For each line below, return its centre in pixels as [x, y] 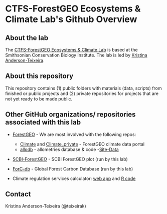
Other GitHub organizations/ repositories [70, 115]
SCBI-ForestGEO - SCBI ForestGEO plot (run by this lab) [70, 159]
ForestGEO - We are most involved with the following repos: [74, 134]
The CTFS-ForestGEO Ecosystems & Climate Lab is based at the [71, 50]
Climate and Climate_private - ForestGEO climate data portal [82, 144]
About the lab [27, 38]
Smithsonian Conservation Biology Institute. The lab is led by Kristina [76, 55]
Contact [18, 194]
